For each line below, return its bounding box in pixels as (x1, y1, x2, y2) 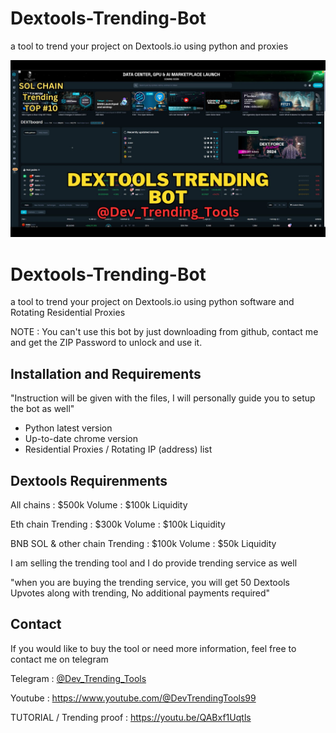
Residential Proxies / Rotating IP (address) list (24, 443, 213, 456)
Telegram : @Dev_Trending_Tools (10, 672, 147, 684)
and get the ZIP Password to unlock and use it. (10, 337, 203, 349)
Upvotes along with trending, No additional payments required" (10, 587, 271, 599)
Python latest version (24, 422, 113, 434)
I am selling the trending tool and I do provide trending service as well (10, 557, 298, 569)
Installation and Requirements (10, 365, 202, 382)
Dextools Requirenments (10, 472, 168, 489)
